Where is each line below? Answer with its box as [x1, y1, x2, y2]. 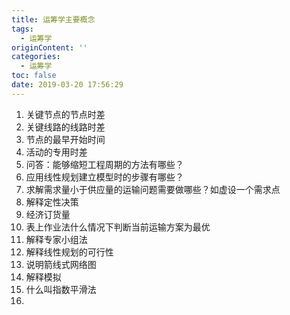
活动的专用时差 [25, 146, 88, 158]
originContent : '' [11, 42, 88, 53]
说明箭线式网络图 [25, 258, 97, 270]
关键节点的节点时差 [25, 108, 106, 120]
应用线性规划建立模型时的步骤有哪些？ [25, 171, 184, 183]
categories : [11, 52, 61, 62]
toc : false [11, 71, 57, 81]
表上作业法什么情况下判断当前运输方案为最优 [25, 221, 211, 233]
